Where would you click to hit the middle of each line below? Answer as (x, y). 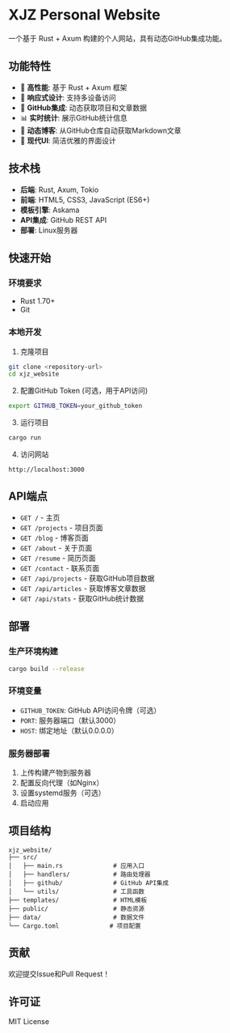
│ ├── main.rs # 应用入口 (77, 865)
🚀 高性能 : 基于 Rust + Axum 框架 (73, 87)
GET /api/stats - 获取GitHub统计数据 (82, 598)
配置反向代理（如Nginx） (62, 783)
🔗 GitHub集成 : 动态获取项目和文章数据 (84, 108)
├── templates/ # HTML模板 (78, 900)
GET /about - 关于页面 (56, 547)
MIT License (29, 1022)
